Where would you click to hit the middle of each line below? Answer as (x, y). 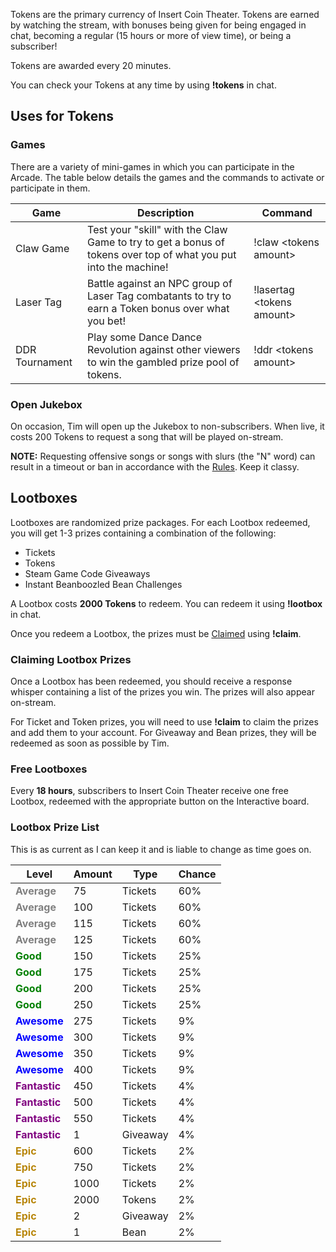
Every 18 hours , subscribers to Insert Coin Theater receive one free (149, 791)
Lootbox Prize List (55, 827)
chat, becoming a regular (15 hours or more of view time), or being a (151, 35)
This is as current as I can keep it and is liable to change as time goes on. (161, 849)
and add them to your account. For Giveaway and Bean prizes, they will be (163, 733)
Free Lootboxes (49, 769)
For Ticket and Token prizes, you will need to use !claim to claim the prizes (164, 722)
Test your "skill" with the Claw (157, 229)
